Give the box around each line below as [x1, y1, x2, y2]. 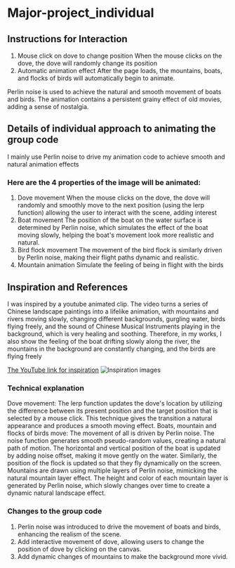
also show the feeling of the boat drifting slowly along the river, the [7, 337, 201, 345]
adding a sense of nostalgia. [7, 103, 89, 110]
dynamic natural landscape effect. [7, 489, 107, 497]
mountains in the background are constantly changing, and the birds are [7, 344, 216, 353]
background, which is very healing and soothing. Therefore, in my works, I [7, 329, 222, 338]
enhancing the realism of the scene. [17, 529, 121, 538]
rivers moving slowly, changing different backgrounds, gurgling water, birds [7, 314, 226, 323]
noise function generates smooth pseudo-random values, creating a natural [7, 437, 226, 445]
